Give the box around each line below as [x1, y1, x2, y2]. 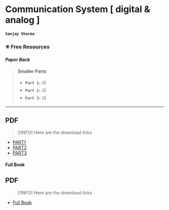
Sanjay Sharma [5, 31, 35, 36]
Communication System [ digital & [5, 4, 150, 15]
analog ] [5, 14, 40, 26]
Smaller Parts [17, 68, 47, 74]
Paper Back [5, 57, 30, 63]
